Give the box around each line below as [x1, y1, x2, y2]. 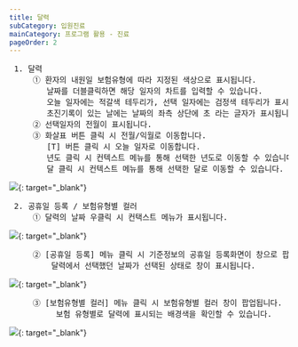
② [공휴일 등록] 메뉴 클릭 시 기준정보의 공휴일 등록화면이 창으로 [32, 250, 278, 260]
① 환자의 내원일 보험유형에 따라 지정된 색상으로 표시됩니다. [32, 75, 257, 85]
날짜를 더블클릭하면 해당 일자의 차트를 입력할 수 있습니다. [46, 86, 263, 96]
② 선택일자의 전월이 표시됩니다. [32, 119, 153, 130]
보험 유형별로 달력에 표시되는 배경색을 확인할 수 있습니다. [56, 309, 272, 319]
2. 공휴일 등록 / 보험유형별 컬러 [13, 201, 137, 212]
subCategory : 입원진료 [9, 21, 86, 30]
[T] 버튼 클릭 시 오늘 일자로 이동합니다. [46, 141, 201, 152]
